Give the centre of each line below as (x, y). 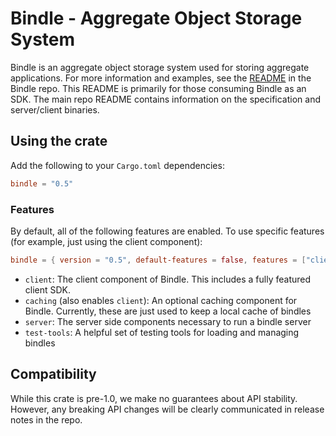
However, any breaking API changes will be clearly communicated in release (167, 409)
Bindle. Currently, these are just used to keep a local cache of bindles (168, 311)
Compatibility (53, 374)
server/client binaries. (55, 109)
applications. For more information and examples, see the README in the (161, 78)
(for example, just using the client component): (106, 241)
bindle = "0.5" (42, 183)
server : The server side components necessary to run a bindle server (168, 321)
